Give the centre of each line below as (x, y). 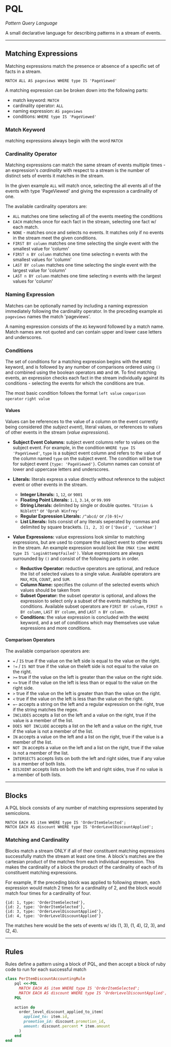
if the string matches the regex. (46, 710)
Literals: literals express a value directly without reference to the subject (89, 479)
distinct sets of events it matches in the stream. (55, 176)
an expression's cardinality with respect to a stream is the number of (78, 170)
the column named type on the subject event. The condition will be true (87, 458)
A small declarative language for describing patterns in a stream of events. (83, 33)
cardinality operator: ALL (38, 106)
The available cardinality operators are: (46, 207)
